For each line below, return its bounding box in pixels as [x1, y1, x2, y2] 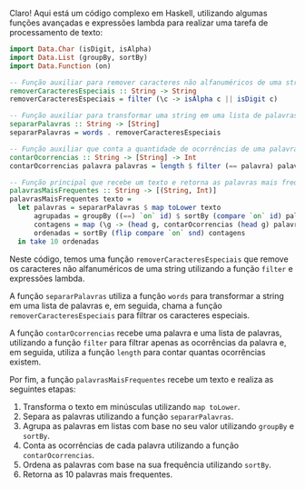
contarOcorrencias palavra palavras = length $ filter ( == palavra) [9, 161, 274, 171]
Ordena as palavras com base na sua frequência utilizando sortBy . [22, 459, 272, 470]
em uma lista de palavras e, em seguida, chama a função [9, 300, 222, 311]
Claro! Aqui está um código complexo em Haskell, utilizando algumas [9, 8, 268, 18]
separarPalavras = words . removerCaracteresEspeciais [9, 128, 221, 137]
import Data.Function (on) [9, 61, 112, 71]
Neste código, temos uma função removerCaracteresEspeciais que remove [9, 254, 289, 264]
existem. [9, 356, 42, 367]
